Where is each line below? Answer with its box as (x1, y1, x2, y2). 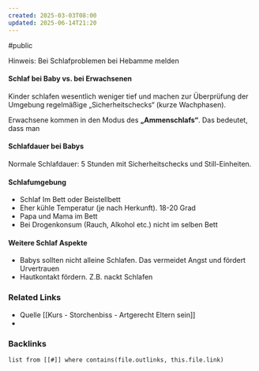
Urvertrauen (19, 264, 60, 273)
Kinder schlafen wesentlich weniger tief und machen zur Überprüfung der (8, 92, 249, 101)
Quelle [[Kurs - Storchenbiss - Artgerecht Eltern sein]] (19, 309, 196, 320)
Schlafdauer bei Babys (8, 141, 84, 151)
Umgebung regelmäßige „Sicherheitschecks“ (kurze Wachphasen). (8, 99, 227, 109)
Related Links (8, 292, 62, 303)
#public (8, 40, 33, 50)
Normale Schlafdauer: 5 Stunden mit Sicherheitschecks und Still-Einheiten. (8, 159, 252, 168)
